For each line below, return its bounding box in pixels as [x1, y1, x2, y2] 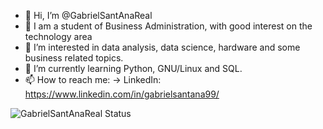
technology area [24, 31, 93, 42]
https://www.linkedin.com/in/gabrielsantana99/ [24, 88, 220, 100]
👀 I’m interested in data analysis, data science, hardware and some [24, 41, 301, 53]
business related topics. [24, 52, 124, 64]
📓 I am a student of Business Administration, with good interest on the [24, 20, 313, 32]
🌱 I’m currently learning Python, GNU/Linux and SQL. [24, 63, 243, 74]
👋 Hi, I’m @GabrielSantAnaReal [24, 10, 153, 21]
